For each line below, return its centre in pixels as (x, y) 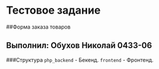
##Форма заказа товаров (39, 27)
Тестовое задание (53, 10)
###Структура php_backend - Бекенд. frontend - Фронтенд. (80, 59)
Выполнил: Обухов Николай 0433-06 (79, 46)
